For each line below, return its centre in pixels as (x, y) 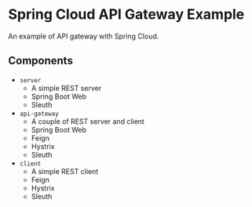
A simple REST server (66, 88)
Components (40, 61)
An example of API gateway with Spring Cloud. (84, 36)
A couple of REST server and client (88, 121)
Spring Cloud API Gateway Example (126, 15)
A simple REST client (65, 171)
